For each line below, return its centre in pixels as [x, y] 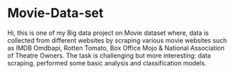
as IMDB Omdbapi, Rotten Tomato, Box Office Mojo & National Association [116, 48]
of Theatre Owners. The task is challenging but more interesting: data [109, 55]
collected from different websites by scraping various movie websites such [117, 40]
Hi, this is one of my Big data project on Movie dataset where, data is [108, 33]
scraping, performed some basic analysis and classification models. [107, 63]
